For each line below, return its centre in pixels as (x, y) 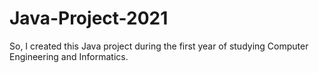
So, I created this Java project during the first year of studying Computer (159, 46)
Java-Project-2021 (89, 18)
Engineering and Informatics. (69, 56)
